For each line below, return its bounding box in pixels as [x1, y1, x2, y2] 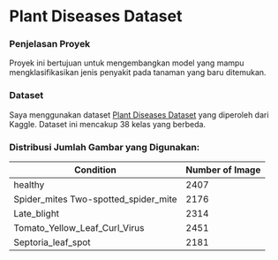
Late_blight [13, 208, 60, 220]
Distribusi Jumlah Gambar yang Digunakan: [9, 141, 200, 153]
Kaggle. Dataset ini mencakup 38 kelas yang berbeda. [9, 119, 206, 129]
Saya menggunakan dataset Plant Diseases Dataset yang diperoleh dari [9, 109, 269, 120]
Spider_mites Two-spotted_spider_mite [13, 193, 178, 205]
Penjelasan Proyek [9, 38, 91, 50]
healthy [13, 179, 45, 191]
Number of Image [185, 164, 261, 176]
